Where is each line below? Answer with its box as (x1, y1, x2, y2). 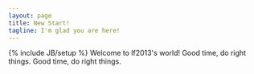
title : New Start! (8, 19, 70, 27)
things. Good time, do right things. (8, 56, 122, 66)
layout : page (8, 11, 52, 20)
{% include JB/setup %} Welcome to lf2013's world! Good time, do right (8, 49, 247, 58)
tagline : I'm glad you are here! (8, 26, 121, 34)
